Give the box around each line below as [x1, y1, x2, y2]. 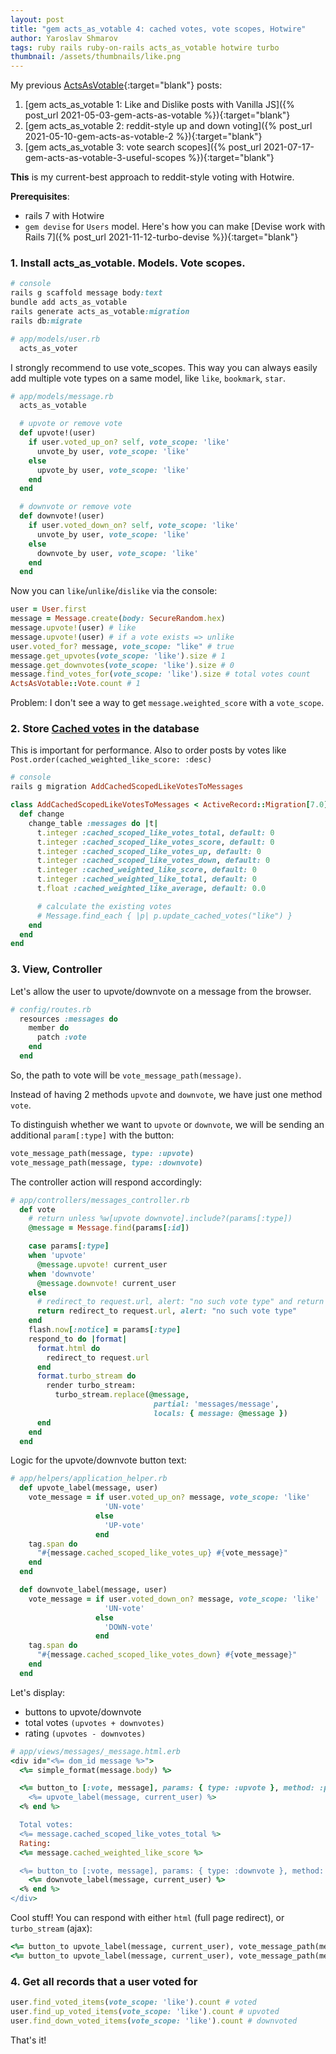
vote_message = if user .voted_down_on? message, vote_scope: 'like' [28, 1594, 320, 1604]
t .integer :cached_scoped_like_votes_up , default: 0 [36, 846, 262, 856]
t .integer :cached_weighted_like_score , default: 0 [36, 865, 257, 875]
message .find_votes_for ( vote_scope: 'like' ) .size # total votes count [10, 669, 311, 680]
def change [19, 809, 65, 820]
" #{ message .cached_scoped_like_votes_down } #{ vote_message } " [36, 1650, 298, 1660]
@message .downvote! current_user [36, 1278, 177, 1288]
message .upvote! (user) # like [10, 623, 137, 633]
